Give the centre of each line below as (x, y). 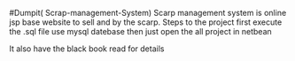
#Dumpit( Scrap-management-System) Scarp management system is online (148, 13)
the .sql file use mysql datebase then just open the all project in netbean (140, 31)
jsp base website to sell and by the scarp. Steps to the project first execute (146, 22)
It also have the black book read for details (87, 49)
